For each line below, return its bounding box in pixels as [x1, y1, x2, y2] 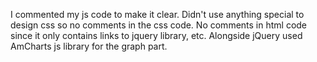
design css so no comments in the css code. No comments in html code [10, 19, 308, 31]
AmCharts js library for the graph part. [10, 40, 168, 52]
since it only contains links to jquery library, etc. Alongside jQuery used [10, 30, 303, 41]
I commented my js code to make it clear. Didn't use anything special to [10, 9, 305, 20]
